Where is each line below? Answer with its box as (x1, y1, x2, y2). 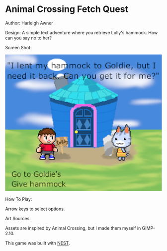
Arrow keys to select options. (5, 206, 65, 212)
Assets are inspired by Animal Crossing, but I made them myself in (5, 225, 141, 231)
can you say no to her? (5, 35, 52, 41)
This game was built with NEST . (5, 240, 70, 246)
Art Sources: (5, 215, 31, 221)
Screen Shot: (5, 44, 32, 50)
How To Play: (5, 196, 32, 202)
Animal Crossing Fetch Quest (5, 3, 128, 15)
